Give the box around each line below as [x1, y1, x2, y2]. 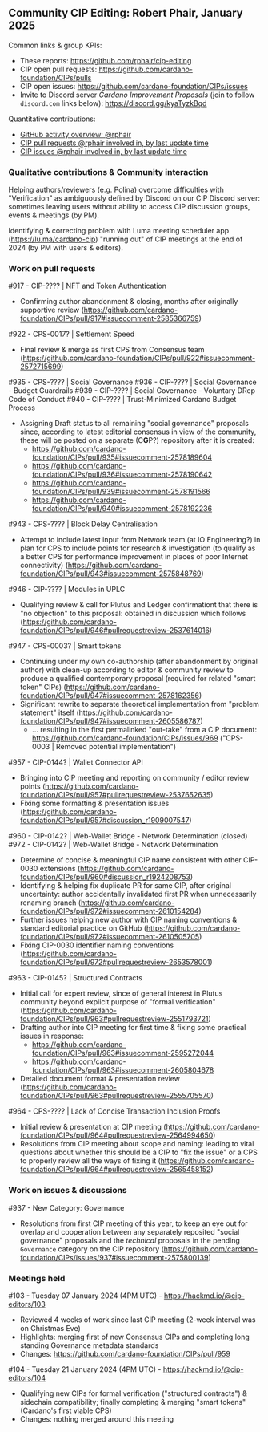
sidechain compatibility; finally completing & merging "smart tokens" [19, 1398, 246, 1406]
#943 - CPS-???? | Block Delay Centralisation [8, 519, 158, 529]
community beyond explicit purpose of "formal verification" [19, 997, 216, 1007]
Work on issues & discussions [8, 1185, 128, 1196]
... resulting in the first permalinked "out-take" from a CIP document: [31, 725, 258, 735]
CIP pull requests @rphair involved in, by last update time [19, 138, 210, 148]
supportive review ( [19, 305, 84, 315]
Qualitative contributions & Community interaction [8, 166, 209, 177]
